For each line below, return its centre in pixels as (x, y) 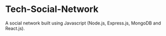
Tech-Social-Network (52, 9)
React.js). (15, 28)
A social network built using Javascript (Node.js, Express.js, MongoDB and (83, 23)
